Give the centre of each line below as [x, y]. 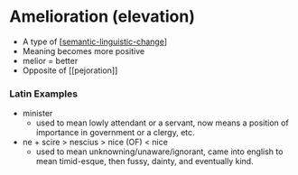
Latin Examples [44, 94]
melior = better [50, 60]
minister [37, 114]
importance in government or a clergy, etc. [116, 133]
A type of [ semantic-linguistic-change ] [94, 41]
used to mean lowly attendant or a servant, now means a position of [162, 123]
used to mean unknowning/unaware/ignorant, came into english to [159, 152]
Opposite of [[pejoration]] [70, 70]
